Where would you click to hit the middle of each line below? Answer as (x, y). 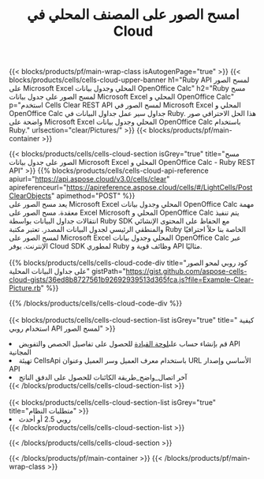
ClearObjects (30, 196)
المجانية (20, 352)
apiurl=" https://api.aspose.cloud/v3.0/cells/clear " (89, 179)
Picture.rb (25, 288)
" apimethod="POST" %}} (93, 196)
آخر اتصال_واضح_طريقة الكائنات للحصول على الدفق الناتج (103, 377)
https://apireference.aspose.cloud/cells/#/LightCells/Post (160, 188)
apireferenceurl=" (38, 188)
